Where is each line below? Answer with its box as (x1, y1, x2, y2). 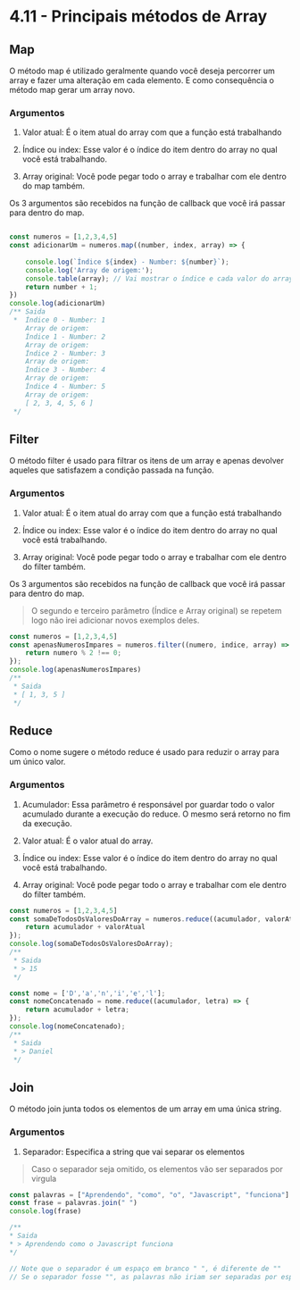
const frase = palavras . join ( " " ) (9, 1199, 138, 1208)
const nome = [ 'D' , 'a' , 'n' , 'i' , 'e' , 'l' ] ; (9, 989, 166, 998)
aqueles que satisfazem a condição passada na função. (9, 465, 214, 475)
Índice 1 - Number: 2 (25, 332, 105, 341)
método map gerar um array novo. (9, 85, 136, 95)
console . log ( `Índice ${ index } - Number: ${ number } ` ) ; (25, 257, 229, 266)
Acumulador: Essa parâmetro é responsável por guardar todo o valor (21, 799, 275, 809)
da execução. (21, 817, 73, 828)
